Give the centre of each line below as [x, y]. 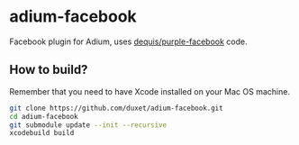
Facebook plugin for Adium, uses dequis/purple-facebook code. [128, 41]
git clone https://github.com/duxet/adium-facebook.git [116, 108]
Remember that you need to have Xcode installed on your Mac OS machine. [150, 91]
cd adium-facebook [44, 116]
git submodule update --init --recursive [88, 125]
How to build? [49, 70]
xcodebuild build [42, 133]
